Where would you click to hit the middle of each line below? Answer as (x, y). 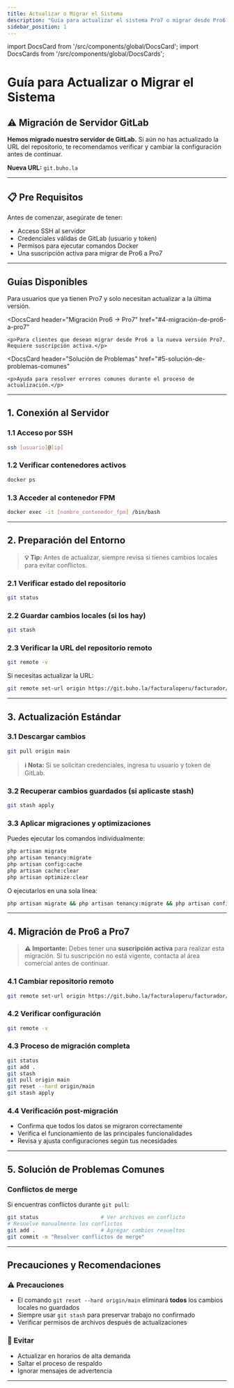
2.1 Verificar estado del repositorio (67, 583)
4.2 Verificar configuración (54, 1014)
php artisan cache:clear (43, 871)
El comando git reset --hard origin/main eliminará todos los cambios (120, 1300)
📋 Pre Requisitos (45, 197)
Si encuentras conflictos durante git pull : (68, 1204)
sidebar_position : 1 (37, 27)
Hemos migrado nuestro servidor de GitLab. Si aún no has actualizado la (113, 140)
